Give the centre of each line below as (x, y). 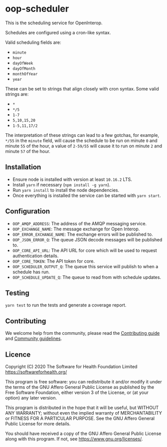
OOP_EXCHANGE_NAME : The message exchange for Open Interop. (76, 229)
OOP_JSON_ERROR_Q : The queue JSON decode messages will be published (87, 239)
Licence (18, 354)
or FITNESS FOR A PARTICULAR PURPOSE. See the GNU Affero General (80, 418)
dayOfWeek (23, 63)
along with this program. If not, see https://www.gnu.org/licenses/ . (74, 439)
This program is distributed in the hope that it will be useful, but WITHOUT (82, 408)
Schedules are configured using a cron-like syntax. (58, 32)
